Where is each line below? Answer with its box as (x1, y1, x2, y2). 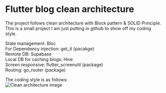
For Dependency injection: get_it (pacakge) (5, 45, 94, 51)
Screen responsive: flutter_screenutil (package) (5, 61, 104, 67)
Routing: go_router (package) (5, 66, 66, 73)
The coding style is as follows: (5, 76, 68, 82)
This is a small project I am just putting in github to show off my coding (5, 25, 151, 31)
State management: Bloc (5, 40, 56, 46)
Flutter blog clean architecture (5, 3, 134, 15)
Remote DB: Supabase (5, 51, 52, 57)
